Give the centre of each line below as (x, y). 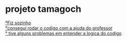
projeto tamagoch (43, 9)
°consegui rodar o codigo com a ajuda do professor (59, 28)
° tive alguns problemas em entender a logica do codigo (63, 33)
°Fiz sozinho (18, 23)
